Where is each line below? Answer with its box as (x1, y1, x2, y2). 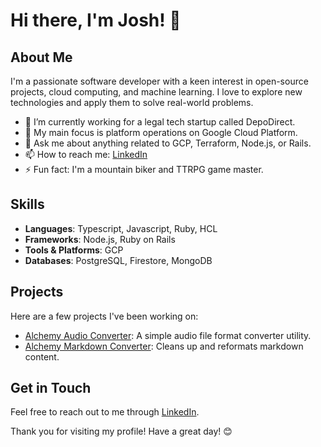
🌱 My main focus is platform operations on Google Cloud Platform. (24, 127, 298, 138)
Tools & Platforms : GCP (24, 244, 124, 256)
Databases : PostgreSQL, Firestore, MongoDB (24, 254, 213, 266)
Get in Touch (10, 380, 92, 397)
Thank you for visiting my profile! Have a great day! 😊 (10, 425, 233, 438)
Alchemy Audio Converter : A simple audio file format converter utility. (24, 329, 312, 341)
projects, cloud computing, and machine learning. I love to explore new (10, 86, 303, 98)
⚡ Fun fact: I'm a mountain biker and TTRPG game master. (24, 164, 264, 175)
